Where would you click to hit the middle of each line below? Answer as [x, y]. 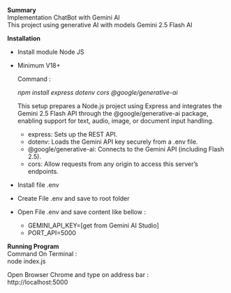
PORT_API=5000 [52, 233]
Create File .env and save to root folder [74, 198]
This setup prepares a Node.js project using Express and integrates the [119, 106]
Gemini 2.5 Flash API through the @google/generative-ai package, [113, 113]
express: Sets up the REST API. [72, 134]
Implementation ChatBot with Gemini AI [64, 17]
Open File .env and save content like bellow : [82, 212]
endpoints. [43, 171]
